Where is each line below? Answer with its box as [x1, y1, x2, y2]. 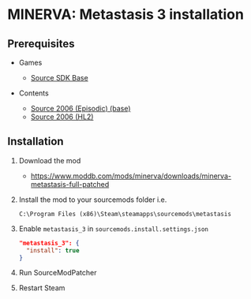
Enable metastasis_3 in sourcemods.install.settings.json [18, 223, 208, 234]
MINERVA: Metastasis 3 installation [7, 6, 244, 24]
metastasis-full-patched [30, 179, 110, 189]
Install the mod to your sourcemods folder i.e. [18, 195, 167, 204]
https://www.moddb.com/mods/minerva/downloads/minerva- [30, 171, 232, 181]
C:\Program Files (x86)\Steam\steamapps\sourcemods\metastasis [18, 210, 232, 218]
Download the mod [18, 155, 81, 165]
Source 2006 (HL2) [30, 112, 94, 121]
